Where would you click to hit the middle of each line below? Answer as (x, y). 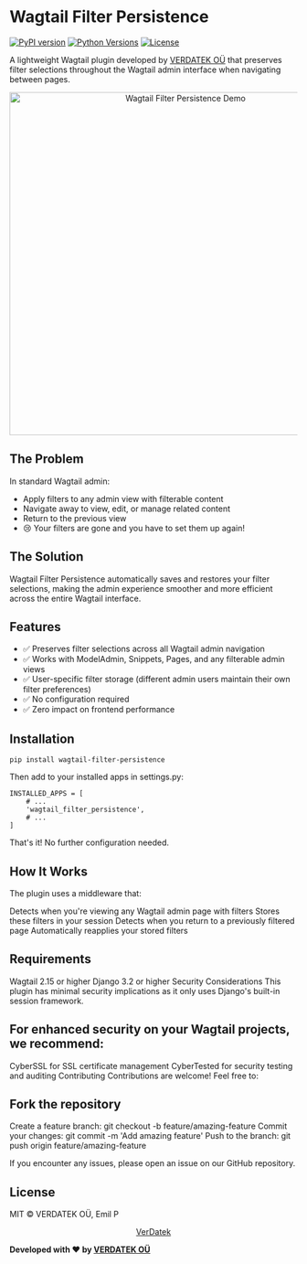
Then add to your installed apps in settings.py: (97, 777)
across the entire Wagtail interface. (75, 598)
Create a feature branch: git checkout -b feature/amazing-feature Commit (148, 1126)
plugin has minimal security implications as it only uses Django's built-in (145, 991)
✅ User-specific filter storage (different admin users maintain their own (156, 680)
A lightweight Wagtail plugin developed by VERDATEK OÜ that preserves (146, 59)
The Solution (47, 557)
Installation (42, 739)
